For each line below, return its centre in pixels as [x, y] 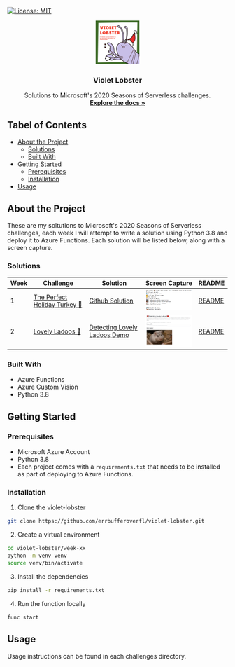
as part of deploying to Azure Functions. [75, 474]
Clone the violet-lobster [51, 507]
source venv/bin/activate [45, 563]
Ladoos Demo [109, 335]
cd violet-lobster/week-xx [47, 549]
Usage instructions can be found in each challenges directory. [97, 656]
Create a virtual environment [58, 535]
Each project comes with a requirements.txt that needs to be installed [119, 467]
